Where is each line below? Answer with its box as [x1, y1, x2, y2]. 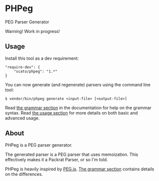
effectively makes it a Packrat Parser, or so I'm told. [5, 156, 108, 163]
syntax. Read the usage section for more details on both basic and [5, 110, 138, 115]
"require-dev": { [5, 65, 40, 69]
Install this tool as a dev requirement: [5, 55, 79, 61]
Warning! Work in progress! [5, 28, 60, 34]
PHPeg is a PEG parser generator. [5, 142, 73, 148]
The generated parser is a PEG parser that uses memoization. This [5, 151, 139, 157]
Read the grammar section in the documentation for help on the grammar [5, 105, 152, 111]
